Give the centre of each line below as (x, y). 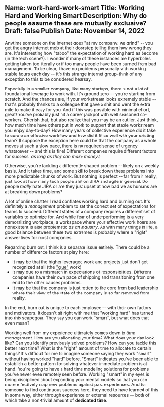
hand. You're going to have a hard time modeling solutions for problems (77, 369)
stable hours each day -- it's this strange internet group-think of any (74, 74)
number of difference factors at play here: (47, 252)
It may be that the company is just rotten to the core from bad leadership (85, 288)
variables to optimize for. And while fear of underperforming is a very (74, 217)
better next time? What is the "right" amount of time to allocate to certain (78, 348)
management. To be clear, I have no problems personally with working (76, 68)
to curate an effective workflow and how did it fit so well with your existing (80, 135)
